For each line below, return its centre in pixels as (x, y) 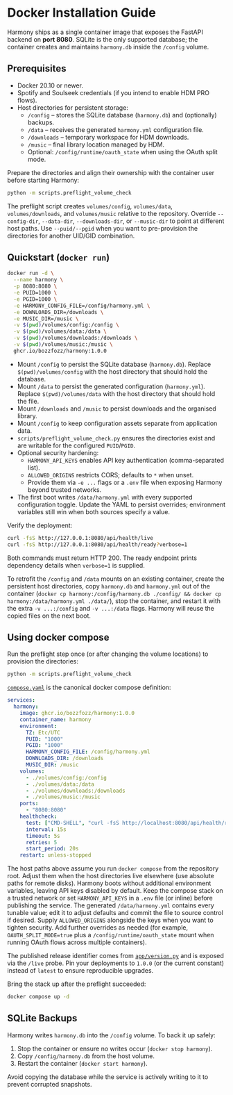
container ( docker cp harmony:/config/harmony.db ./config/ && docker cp (114, 593)
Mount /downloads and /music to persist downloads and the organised (116, 409)
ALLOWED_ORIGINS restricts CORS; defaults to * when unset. (111, 475)
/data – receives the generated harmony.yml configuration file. (116, 129)
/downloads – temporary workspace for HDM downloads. (108, 137)
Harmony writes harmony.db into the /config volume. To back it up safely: (112, 1035)
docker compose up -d (38, 997)
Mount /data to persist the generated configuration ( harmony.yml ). (111, 386)
